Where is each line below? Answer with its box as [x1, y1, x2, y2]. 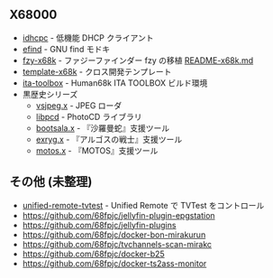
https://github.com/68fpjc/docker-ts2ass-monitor [22, 257, 207, 269]
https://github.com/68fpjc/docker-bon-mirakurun [22, 229, 206, 240]
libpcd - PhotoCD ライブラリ [35, 111, 142, 122]
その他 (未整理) [9, 174, 93, 190]
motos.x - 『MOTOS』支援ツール [35, 144, 159, 156]
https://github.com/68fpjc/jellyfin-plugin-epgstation [22, 209, 215, 220]
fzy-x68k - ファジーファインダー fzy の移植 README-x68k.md [22, 54, 254, 66]
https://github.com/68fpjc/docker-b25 [22, 248, 165, 259]
